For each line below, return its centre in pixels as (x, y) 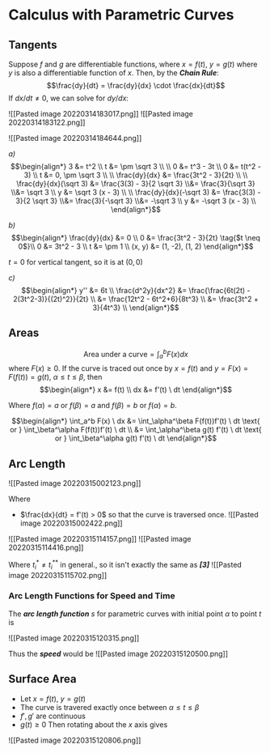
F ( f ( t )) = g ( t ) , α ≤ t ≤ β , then (55, 377)
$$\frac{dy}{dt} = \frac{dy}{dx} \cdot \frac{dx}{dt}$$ (136, 85)
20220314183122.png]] (47, 122)
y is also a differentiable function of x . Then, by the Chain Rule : (114, 73)
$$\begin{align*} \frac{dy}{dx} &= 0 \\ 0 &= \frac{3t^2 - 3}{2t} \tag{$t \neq (136, 238)
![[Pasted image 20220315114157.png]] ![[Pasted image (100, 539)
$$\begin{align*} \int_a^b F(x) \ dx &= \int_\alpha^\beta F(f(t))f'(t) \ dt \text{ (136, 421)
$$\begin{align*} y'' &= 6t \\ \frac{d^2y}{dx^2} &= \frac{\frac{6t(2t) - (136, 290)
